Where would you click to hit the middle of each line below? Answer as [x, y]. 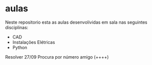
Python [20, 47]
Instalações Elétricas [34, 42]
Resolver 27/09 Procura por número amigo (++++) [57, 57]
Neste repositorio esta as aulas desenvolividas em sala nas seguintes [76, 22]
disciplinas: [17, 27]
